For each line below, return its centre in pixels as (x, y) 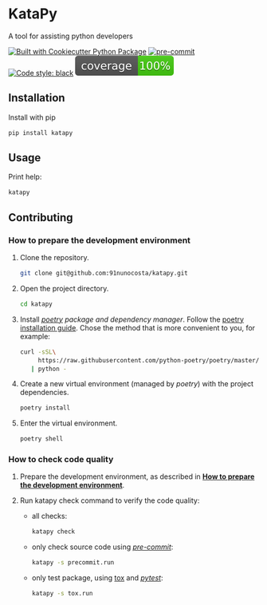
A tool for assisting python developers (71, 36)
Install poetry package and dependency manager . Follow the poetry (132, 319)
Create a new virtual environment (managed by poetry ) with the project (136, 384)
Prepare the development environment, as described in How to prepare (137, 476)
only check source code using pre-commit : (102, 547)
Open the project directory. (64, 288)
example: (35, 336)
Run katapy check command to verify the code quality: (110, 500)
